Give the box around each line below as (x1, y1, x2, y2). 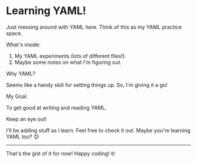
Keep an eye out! (6, 116, 47, 123)
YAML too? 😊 (6, 133, 39, 140)
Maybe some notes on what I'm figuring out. (14, 59, 122, 66)
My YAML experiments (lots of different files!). (14, 52, 126, 59)
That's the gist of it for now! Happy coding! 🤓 (6, 150, 116, 157)
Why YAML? (6, 70, 36, 77)
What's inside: (6, 41, 41, 48)
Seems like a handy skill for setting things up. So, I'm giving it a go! (6, 81, 168, 89)
